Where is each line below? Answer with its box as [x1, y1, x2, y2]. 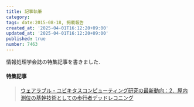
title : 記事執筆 [6, 8, 42, 15]
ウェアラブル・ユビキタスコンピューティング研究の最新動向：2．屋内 [20, 87, 188, 94]
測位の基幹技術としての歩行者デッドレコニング [20, 95, 134, 102]
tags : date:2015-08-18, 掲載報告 [6, 19, 84, 25]
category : [6, 14, 30, 20]
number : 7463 [6, 42, 38, 48]
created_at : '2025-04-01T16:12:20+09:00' [6, 25, 109, 31]
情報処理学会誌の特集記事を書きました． [6, 58, 104, 65]
